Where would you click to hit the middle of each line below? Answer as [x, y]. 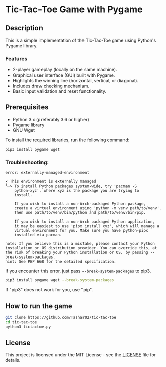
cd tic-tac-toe [21, 322]
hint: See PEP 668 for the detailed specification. [61, 262]
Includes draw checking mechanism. [51, 86]
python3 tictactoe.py [28, 327]
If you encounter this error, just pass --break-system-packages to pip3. [78, 271]
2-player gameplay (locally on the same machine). [65, 70]
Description [24, 28]
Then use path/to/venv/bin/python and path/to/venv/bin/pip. [80, 213]
